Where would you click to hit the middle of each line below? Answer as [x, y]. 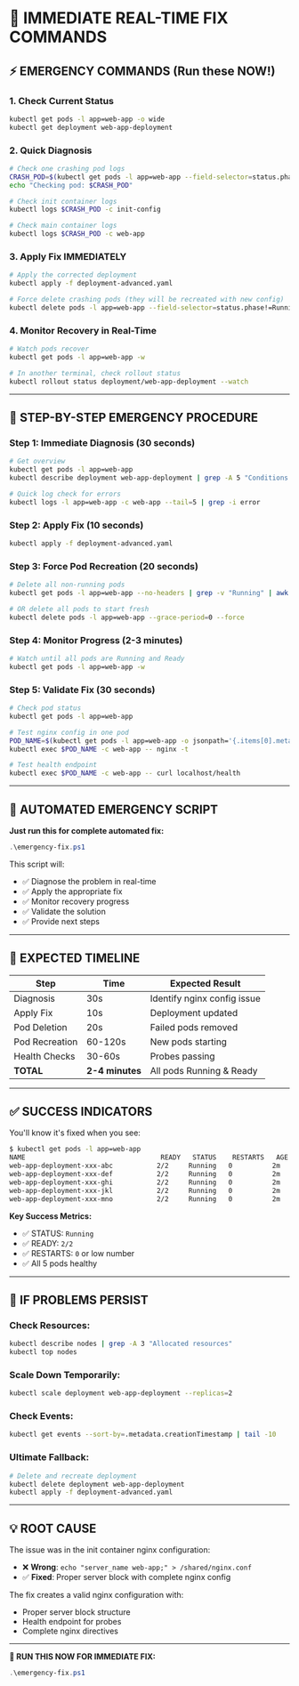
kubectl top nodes [43, 1352]
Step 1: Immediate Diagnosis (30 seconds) [102, 442]
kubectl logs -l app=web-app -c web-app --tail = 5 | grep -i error [135, 502]
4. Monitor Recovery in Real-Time [83, 330]
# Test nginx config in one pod [69, 732]
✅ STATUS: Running [58, 1233]
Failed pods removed [194, 1027]
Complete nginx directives [70, 1631]
